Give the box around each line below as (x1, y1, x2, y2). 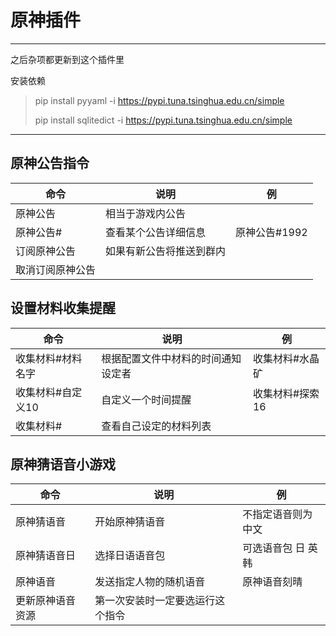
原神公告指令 (10, 155, 90, 172)
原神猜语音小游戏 (10, 456, 116, 473)
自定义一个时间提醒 (101, 392, 192, 406)
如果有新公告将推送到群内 (105, 244, 227, 258)
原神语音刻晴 (242, 575, 303, 589)
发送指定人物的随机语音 (94, 575, 206, 589)
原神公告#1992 (235, 225, 308, 239)
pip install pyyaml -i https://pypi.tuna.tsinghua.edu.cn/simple (34, 94, 285, 106)
